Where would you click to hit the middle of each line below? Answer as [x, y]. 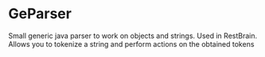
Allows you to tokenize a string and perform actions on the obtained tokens [131, 44]
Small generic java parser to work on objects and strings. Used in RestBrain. [132, 36]
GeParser [40, 14]
